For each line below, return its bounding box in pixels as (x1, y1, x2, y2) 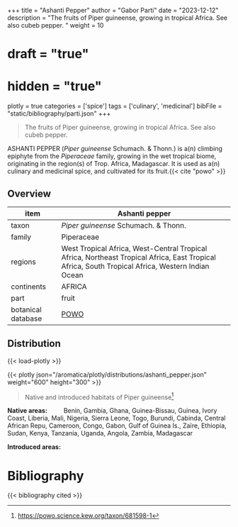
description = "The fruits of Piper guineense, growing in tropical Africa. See (7, 13, 228, 22)
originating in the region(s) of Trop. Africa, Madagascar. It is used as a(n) (7, 160, 220, 168)
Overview (7, 187, 52, 199)
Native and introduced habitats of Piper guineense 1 (24, 392, 174, 401)
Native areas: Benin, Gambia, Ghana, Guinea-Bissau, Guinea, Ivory (7, 406, 217, 415)
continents (11, 282, 47, 292)
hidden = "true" (7, 78, 102, 94)
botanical (11, 304, 42, 314)
